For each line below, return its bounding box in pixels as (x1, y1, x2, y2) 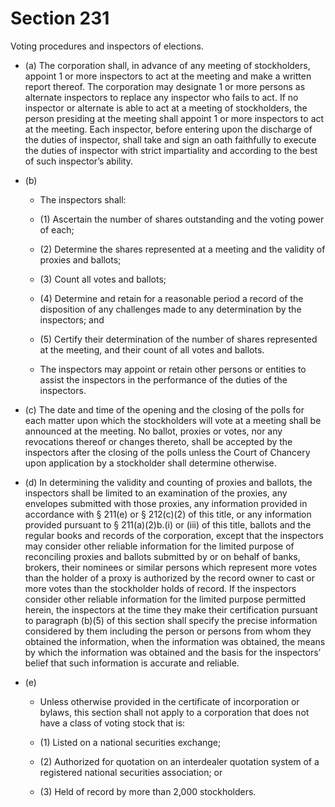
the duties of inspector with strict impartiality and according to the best (24, 144, 318, 156)
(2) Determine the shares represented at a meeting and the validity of (39, 243, 326, 255)
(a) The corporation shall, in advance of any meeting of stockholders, (24, 59, 311, 71)
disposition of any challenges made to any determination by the (39, 303, 302, 315)
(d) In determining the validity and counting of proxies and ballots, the (24, 476, 313, 488)
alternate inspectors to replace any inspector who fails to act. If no (24, 91, 299, 103)
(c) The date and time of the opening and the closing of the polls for (24, 403, 305, 416)
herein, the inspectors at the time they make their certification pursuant (24, 603, 318, 616)
